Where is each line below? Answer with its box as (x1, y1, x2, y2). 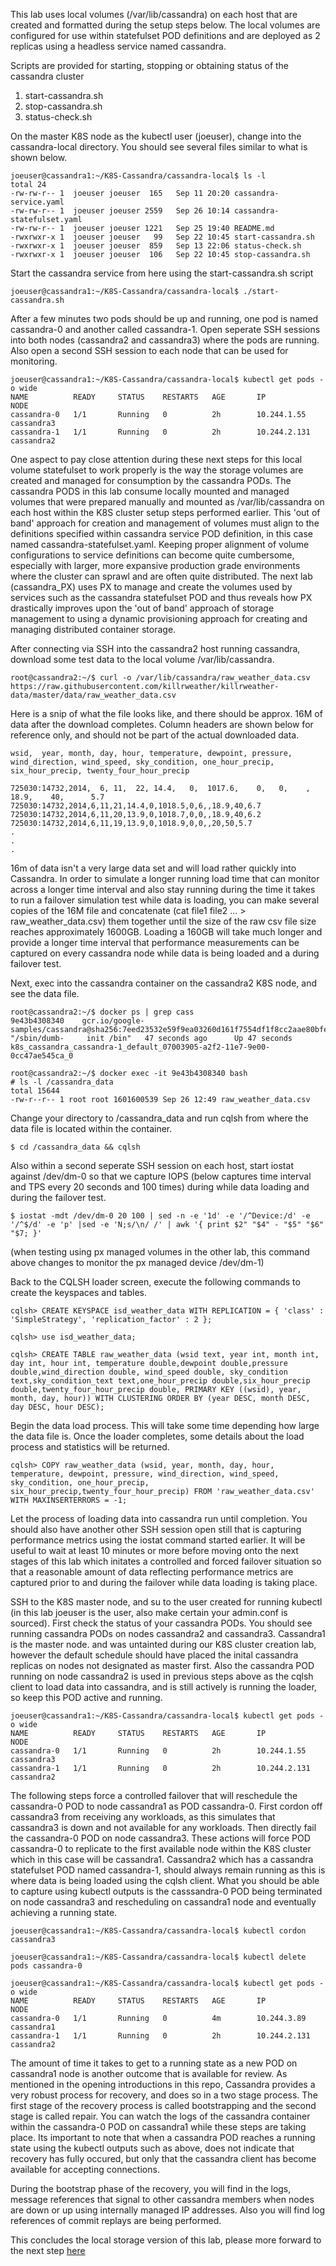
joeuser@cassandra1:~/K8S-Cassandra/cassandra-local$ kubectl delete (10, 1952, 307, 1962)
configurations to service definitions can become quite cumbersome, (10, 549, 295, 561)
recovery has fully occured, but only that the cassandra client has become (10, 2153, 317, 2164)
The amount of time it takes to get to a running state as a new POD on (10, 2057, 298, 2069)
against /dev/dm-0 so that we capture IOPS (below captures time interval (10, 1170, 312, 1182)
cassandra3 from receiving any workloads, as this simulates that (10, 1811, 276, 1823)
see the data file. (10, 988, 80, 999)
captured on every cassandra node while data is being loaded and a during (10, 947, 320, 959)
